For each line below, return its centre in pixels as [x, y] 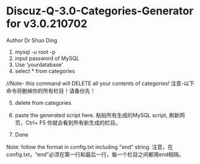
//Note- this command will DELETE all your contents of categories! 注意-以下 [100, 83]
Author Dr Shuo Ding [32, 40]
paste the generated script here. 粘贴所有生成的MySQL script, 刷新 [97, 115]
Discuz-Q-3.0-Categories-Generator [100, 11]
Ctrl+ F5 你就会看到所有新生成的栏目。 [73, 122]
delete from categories [43, 102]
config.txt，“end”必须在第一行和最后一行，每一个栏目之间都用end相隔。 [95, 154]
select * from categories [45, 71]
